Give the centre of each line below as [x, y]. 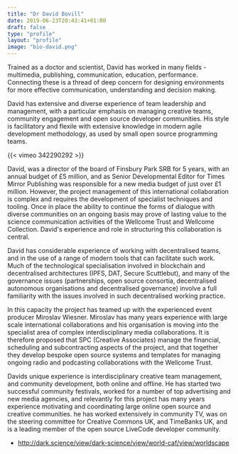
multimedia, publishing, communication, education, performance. [103, 75]
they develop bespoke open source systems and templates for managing [114, 355]
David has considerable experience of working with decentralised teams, [114, 250]
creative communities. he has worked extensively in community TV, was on [117, 414]
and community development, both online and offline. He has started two [114, 384]
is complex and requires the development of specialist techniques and [110, 199]
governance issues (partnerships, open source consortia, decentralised [112, 281]
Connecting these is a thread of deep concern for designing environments [116, 82]
